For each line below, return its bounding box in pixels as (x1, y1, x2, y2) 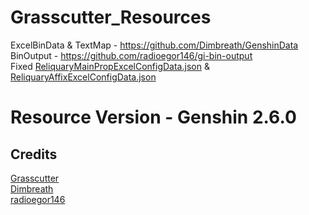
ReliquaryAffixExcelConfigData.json (10, 71, 157, 83)
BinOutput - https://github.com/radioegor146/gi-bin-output (10, 49, 253, 61)
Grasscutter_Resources (10, 6, 212, 29)
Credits (10, 146, 58, 163)
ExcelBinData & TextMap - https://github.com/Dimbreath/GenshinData (10, 39, 299, 51)
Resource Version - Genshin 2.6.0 (10, 106, 297, 129)
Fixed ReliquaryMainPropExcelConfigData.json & (10, 60, 210, 72)
